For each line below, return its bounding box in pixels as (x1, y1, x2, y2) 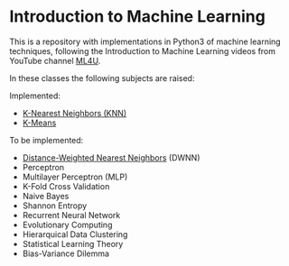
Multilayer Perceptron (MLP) (22, 171, 128, 182)
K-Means (22, 117, 57, 128)
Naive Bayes (22, 190, 70, 201)
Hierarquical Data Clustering (22, 228, 128, 240)
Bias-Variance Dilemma (22, 248, 110, 259)
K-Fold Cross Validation (22, 180, 110, 191)
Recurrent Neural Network (22, 209, 121, 220)
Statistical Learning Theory (22, 238, 124, 249)
